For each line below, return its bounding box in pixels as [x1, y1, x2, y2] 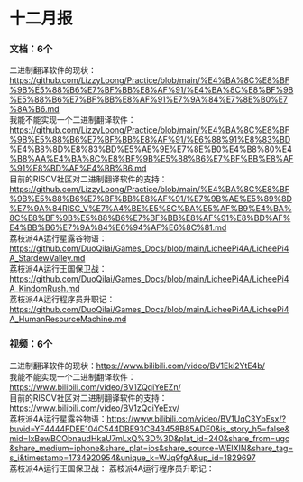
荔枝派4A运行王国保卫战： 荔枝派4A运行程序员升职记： [9, 462, 215, 474]
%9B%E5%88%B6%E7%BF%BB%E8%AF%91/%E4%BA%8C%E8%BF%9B [9, 85, 294, 96]
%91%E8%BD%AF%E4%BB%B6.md [9, 163, 147, 174]
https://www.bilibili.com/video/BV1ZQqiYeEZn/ [9, 381, 182, 393]
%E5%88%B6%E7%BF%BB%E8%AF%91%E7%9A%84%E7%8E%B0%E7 [9, 94, 289, 105]
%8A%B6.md [9, 104, 60, 115]
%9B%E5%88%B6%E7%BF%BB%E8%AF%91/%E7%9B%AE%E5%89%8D [9, 193, 293, 204]
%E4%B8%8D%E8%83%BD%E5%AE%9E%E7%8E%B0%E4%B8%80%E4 [9, 144, 293, 154]
